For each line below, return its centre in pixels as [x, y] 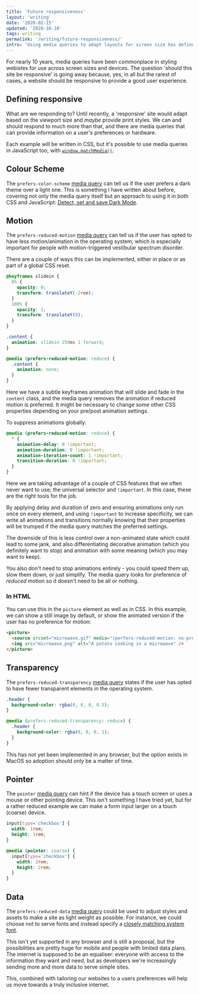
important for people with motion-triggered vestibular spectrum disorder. [95, 248]
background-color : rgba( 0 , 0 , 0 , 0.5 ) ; [61, 705]
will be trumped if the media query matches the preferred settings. [87, 527]
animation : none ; [38, 370]
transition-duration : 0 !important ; [62, 461]
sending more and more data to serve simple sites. [68, 967]
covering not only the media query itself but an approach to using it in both [97, 196]
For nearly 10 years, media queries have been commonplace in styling [92, 61]
